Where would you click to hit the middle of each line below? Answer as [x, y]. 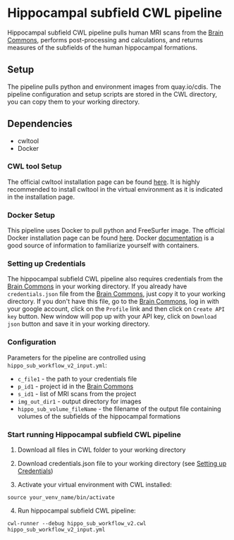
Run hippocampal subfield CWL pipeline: [76, 511]
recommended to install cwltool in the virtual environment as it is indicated [115, 189]
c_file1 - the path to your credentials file [77, 379]
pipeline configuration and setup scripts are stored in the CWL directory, [112, 94]
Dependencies [40, 124]
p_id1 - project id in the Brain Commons [75, 386]
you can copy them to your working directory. [74, 102]
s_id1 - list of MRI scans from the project [77, 393]
